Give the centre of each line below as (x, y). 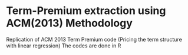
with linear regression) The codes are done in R (64, 46)
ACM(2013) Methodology (69, 23)
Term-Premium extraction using (86, 11)
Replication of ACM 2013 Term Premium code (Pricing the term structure (94, 39)
